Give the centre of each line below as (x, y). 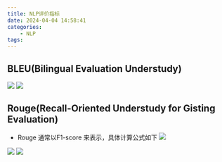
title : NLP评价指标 (34, 14)
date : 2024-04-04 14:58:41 (47, 20)
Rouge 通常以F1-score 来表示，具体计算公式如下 (87, 137)
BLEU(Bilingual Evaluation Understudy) (94, 69)
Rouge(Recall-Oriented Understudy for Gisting (111, 109)
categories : (25, 27)
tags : (15, 40)
